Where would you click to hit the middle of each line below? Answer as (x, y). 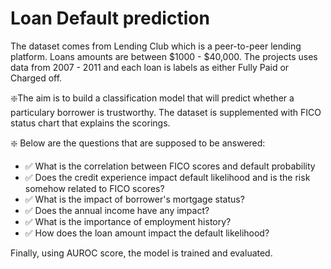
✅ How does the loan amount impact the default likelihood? (147, 233)
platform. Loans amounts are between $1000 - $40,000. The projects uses (164, 56)
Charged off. (36, 78)
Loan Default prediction (110, 18)
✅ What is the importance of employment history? (128, 221)
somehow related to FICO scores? (94, 188)
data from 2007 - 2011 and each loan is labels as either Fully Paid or (150, 67)
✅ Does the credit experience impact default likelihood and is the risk (167, 177)
